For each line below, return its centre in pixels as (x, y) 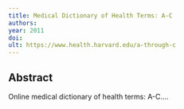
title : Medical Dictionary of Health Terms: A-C (90, 16)
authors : (23, 23)
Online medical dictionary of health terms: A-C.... (88, 96)
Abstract (31, 78)
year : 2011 (26, 30)
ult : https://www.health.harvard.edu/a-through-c (92, 45)
